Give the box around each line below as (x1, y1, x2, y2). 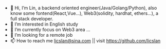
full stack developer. (10, 16, 53, 21)
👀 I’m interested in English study (10, 21, 79, 27)
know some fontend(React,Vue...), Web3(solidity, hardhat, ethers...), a (10, 10, 158, 16)
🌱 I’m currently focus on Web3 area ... (10, 27, 91, 33)
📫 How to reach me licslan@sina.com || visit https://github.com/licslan (10, 38, 161, 43)
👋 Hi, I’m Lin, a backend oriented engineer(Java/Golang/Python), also (10, 5, 157, 11)
